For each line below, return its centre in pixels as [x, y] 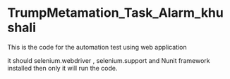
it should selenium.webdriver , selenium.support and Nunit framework [109, 60]
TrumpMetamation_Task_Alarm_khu [115, 13]
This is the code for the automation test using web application [97, 47]
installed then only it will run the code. [62, 68]
